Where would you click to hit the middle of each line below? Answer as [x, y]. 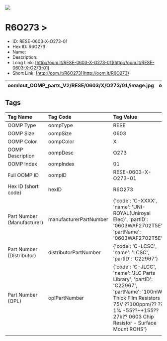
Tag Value [125, 117]
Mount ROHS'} [130, 329]
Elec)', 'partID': [130, 219]
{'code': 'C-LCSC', [135, 246]
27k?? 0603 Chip [133, 317]
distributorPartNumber [74, 252]
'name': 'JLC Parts [134, 273]
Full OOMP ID [23, 175]
